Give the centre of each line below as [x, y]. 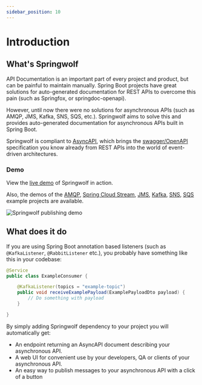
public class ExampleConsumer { [47, 276]
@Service [17, 270]
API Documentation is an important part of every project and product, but [97, 79]
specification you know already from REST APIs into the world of [87, 147]
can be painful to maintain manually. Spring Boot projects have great [92, 85]
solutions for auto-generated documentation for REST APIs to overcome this [101, 92]
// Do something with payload [66, 298]
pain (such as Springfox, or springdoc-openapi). [67, 98]
